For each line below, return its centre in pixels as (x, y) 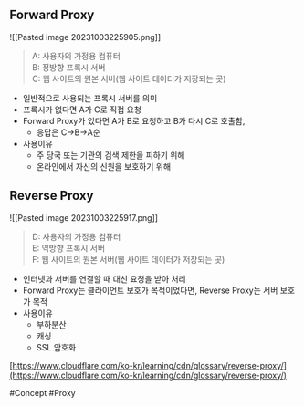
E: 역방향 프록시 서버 (68, 248)
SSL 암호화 (56, 347)
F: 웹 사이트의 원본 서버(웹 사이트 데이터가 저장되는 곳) (128, 259)
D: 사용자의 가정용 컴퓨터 (76, 236)
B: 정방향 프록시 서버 (68, 67)
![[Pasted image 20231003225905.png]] (85, 37)
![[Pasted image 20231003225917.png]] (84, 217)
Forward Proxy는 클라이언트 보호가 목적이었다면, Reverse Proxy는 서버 (150, 290)
